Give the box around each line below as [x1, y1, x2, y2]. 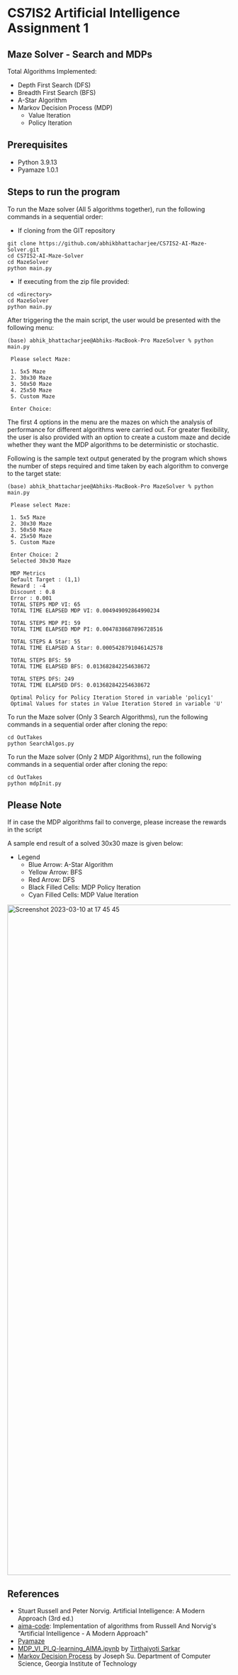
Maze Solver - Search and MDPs [7, 48, 153, 60]
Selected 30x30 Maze [10, 557, 72, 565]
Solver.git [7, 246, 40, 253]
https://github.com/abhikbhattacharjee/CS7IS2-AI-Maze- [38, 240, 208, 247]
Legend [17, 853, 40, 861]
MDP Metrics [10, 570, 46, 577]
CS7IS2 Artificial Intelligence [7, 5, 181, 21]
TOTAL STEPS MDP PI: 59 [10, 619, 81, 626]
